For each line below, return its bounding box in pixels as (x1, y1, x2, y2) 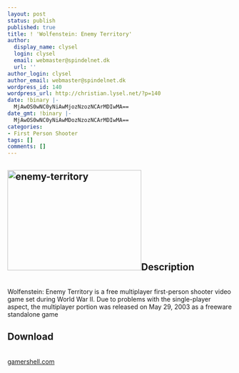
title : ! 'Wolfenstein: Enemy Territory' (7, 30, 133, 38)
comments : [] (7, 143, 46, 150)
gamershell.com (7, 357, 55, 366)
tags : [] (7, 136, 34, 143)
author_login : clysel (7, 70, 72, 77)
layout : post (7, 10, 46, 18)
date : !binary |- (7, 97, 59, 104)
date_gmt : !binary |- (7, 110, 72, 117)
